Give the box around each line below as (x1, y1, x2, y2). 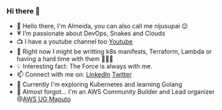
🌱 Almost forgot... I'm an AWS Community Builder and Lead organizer (16, 88, 215, 96)
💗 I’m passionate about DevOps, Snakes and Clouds (16, 29, 166, 37)
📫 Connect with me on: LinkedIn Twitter (16, 71, 133, 79)
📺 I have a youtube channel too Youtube (16, 37, 133, 46)
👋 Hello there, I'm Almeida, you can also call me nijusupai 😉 (16, 22, 189, 30)
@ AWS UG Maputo (16, 95, 71, 103)
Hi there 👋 (6, 6, 41, 16)
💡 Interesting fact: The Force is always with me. (16, 62, 153, 71)
